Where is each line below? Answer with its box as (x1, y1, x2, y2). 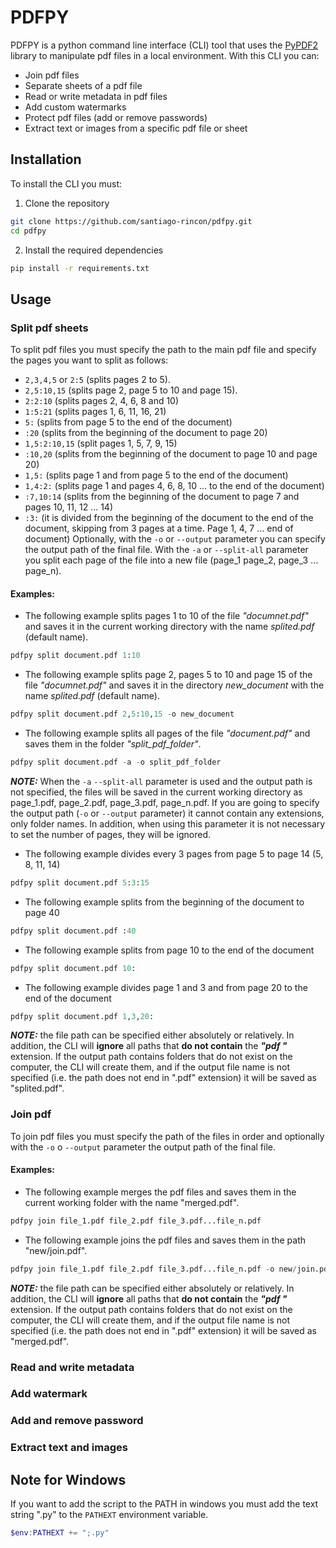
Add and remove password (10, 1414, 144, 1428)
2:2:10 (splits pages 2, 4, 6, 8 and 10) (24, 395, 180, 407)
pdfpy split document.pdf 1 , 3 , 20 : (10, 1011, 155, 1021)
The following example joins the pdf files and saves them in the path (24, 1234, 307, 1246)
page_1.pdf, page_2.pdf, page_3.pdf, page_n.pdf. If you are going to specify (10, 796, 320, 808)
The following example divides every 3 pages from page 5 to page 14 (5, (24, 847, 324, 860)
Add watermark (10, 1387, 88, 1401)
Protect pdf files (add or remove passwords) (24, 111, 208, 123)
